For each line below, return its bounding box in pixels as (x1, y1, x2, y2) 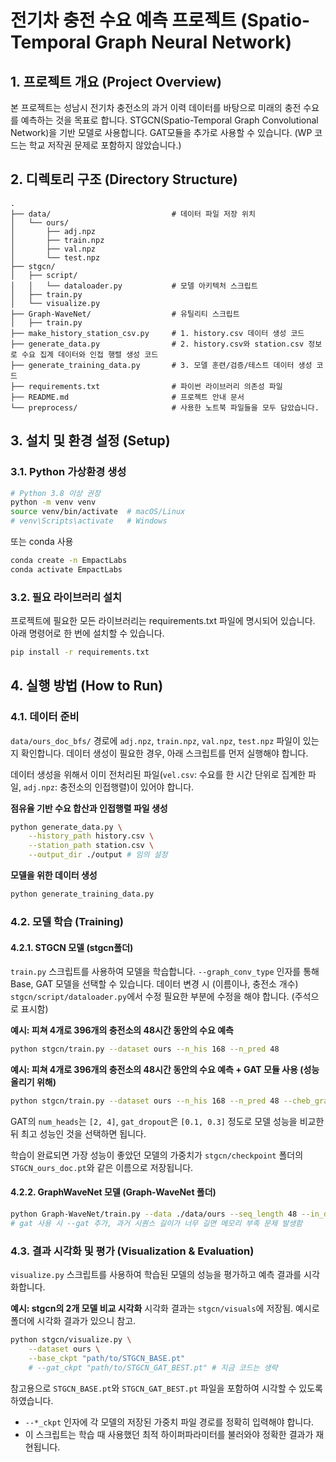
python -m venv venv (10, 497, 97, 508)
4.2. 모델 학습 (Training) (10, 914, 124, 928)
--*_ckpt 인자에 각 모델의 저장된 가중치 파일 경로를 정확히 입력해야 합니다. (24, 1416, 315, 1428)
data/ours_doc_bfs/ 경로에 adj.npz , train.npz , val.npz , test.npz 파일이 (10, 734, 301, 746)
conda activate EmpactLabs (10, 564, 123, 575)
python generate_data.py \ (10, 822, 123, 832)
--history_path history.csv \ (28, 831, 155, 841)
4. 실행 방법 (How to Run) (10, 677, 164, 695)
